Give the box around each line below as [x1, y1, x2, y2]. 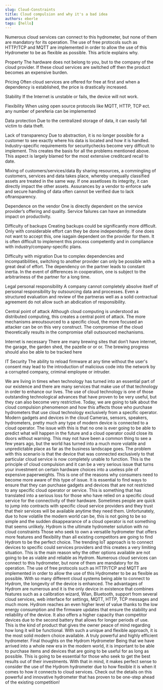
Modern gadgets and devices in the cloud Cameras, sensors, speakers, [5, 415, 148, 420]
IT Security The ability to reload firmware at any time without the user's [5, 358, 148, 364]
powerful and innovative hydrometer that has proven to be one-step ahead [5, 674, 155, 680]
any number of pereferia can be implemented [5, 108, 96, 114]
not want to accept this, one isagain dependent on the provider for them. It [5, 233, 155, 239]
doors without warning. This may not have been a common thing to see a [5, 436, 152, 441]
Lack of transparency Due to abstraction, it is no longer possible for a [5, 132, 144, 138]
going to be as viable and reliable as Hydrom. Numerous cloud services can [5, 555, 157, 561]
